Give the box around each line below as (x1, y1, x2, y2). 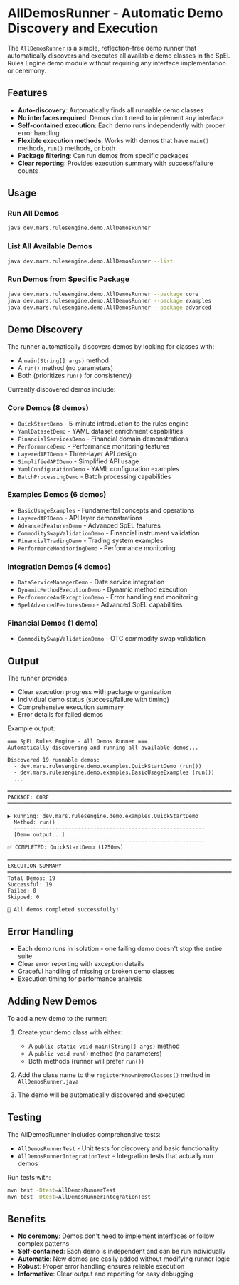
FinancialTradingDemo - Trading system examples (17, 536, 164, 545)
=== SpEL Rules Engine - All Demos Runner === (7, 738, 148, 745)
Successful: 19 (7, 881, 53, 888)
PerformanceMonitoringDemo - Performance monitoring (17, 543, 176, 552)
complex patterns (17, 1239, 70, 1248)
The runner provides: (7, 674, 70, 683)
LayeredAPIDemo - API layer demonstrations (17, 513, 143, 522)
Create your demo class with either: (17, 1027, 123, 1037)
